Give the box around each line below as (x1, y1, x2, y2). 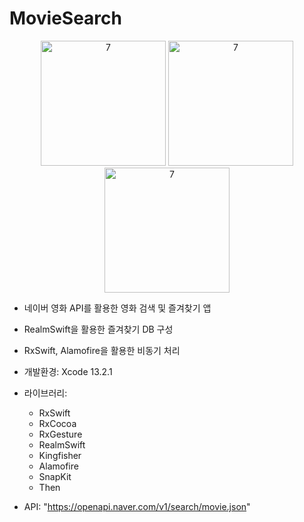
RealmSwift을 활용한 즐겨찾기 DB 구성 (23, 323, 174, 335)
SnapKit (38, 470, 72, 482)
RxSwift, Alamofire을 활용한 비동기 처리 (23, 344, 181, 356)
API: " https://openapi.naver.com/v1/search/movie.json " (23, 500, 251, 512)
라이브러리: (23, 387, 68, 399)
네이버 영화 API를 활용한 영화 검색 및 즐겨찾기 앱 (23, 302, 212, 314)
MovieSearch (9, 7, 122, 30)
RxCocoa (38, 417, 77, 429)
